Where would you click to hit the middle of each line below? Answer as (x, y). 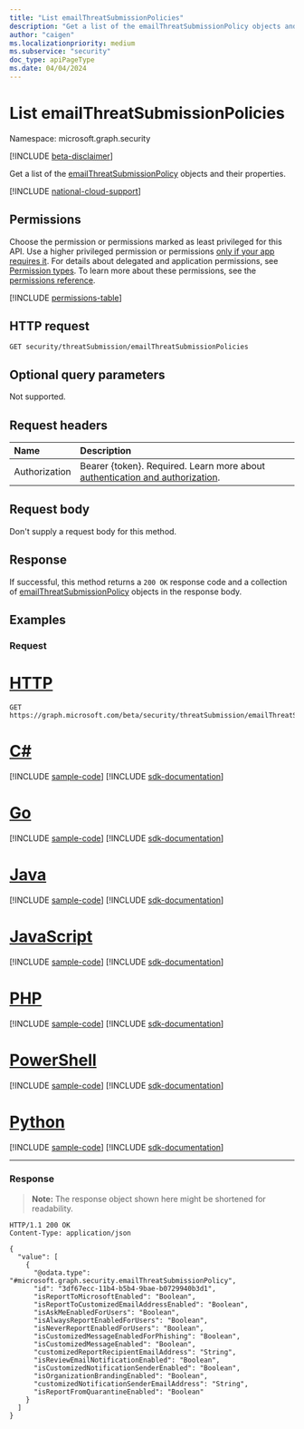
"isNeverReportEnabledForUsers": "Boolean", (119, 1328)
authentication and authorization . (150, 477)
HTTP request (50, 326)
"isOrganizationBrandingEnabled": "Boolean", (120, 1375)
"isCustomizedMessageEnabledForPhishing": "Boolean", (137, 1336)
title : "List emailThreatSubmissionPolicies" (96, 18)
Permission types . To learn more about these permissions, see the (133, 270)
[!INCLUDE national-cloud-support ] (76, 191)
